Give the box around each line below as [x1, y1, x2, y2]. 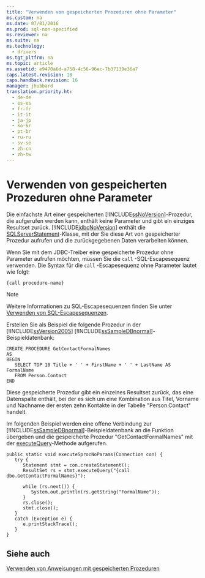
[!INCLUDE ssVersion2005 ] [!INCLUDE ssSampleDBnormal [6, 328, 151, 335]
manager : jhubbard [6, 83, 53, 89]
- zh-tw [12, 151, 32, 157]
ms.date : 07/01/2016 [6, 20, 59, 26]
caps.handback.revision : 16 [6, 77, 78, 83]
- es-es [12, 100, 32, 106]
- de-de [12, 94, 32, 100]
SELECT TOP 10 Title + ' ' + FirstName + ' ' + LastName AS [14, 362, 171, 368]
